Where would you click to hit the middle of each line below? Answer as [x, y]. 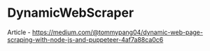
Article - [19, 32]
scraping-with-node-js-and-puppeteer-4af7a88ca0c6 [85, 39]
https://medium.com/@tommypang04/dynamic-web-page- [117, 32]
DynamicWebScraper [71, 13]
